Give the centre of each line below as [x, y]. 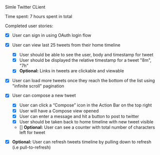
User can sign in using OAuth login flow [52, 35]
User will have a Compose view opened [59, 111]
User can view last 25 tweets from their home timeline [66, 45]
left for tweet [32, 132]
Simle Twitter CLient [25, 7]
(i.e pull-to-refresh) [31, 147]
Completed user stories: [29, 26]
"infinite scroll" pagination [38, 86]
